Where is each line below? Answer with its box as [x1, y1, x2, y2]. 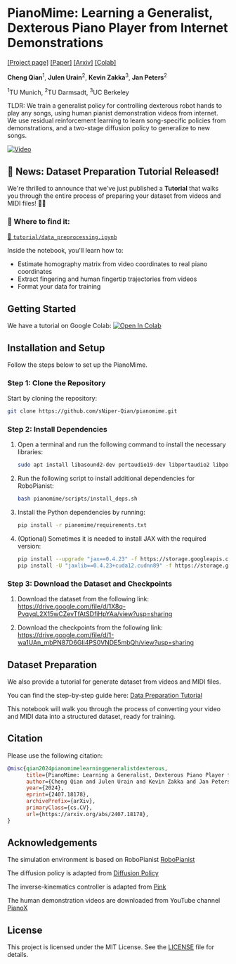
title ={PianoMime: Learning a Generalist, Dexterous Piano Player [25, 771, 225, 779]
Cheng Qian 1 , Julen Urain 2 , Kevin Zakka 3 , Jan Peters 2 [7, 72, 167, 82]
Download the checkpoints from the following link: [17, 623, 163, 632]
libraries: [17, 448, 44, 456]
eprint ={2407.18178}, [25, 791, 90, 799]
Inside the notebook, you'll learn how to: [7, 246, 124, 255]
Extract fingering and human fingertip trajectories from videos [17, 275, 197, 283]
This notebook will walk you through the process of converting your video [7, 704, 221, 713]
